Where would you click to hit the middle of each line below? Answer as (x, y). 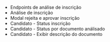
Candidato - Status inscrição (40, 23)
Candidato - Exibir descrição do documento (56, 34)
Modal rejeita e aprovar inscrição (45, 18)
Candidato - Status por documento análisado (58, 29)
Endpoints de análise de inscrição (46, 7)
